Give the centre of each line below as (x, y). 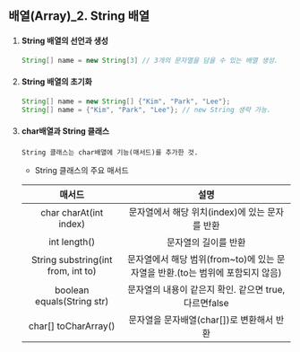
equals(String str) (72, 301)
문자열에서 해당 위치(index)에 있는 (197, 212)
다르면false (206, 303)
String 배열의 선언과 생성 (65, 40)
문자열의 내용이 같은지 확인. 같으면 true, (206, 289)
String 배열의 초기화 (57, 82)
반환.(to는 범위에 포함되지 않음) (220, 272)
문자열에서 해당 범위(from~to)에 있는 (201, 259)
